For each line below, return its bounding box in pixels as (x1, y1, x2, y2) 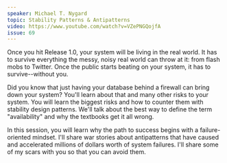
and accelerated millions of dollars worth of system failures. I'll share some (7, 140, 219, 149)
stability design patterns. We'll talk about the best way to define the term (7, 105, 213, 113)
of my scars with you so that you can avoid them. (7, 148, 146, 156)
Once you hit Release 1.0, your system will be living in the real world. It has (7, 48, 217, 56)
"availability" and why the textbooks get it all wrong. (7, 113, 154, 121)
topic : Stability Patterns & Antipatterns (7, 17, 130, 23)
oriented (7, 133, 31, 142)
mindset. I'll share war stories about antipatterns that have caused (32, 133, 219, 142)
